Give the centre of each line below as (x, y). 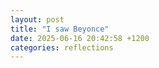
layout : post (37, 19)
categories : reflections (62, 47)
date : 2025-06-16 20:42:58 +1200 (80, 38)
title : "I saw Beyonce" (60, 29)
